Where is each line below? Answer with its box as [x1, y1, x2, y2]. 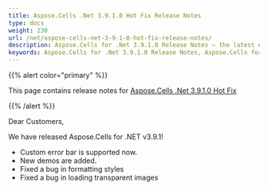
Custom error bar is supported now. [19, 148, 138, 157]
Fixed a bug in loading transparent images [19, 173, 159, 182]
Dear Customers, [8, 117, 65, 126]
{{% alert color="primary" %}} [8, 71, 108, 79]
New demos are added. [19, 156, 97, 165]
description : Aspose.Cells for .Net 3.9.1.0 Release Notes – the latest [8, 41, 255, 49]
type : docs [8, 19, 45, 27]
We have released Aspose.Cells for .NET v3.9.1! [8, 132, 164, 142]
